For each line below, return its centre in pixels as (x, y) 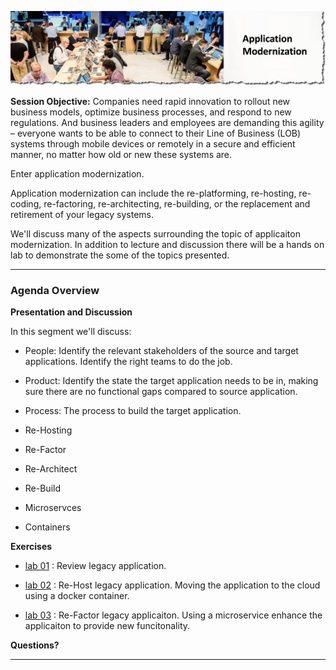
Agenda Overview (55, 291)
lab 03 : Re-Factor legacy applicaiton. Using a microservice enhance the (173, 615)
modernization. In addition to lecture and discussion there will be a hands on (167, 245)
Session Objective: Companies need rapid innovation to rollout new (150, 102)
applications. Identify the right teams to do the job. (128, 362)
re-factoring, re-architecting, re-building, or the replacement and (177, 204)
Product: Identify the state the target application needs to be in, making (171, 381)
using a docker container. (77, 596)
